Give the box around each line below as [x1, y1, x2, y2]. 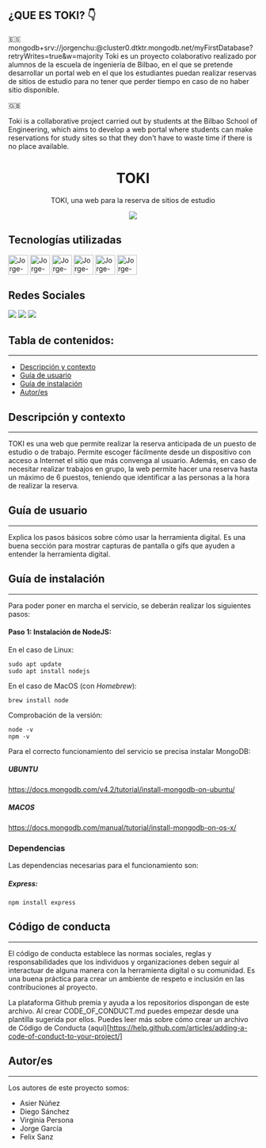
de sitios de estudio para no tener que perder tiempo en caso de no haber [8, 76, 249, 86]
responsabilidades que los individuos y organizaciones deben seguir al [8, 957, 240, 966]
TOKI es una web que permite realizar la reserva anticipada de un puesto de [8, 439, 256, 448]
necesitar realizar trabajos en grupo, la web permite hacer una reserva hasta [8, 465, 258, 473]
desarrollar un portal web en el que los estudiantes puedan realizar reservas [8, 68, 257, 78]
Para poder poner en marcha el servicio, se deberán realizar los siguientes [8, 600, 252, 610]
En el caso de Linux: [8, 645, 74, 654]
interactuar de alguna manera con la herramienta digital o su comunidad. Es [8, 965, 256, 975]
